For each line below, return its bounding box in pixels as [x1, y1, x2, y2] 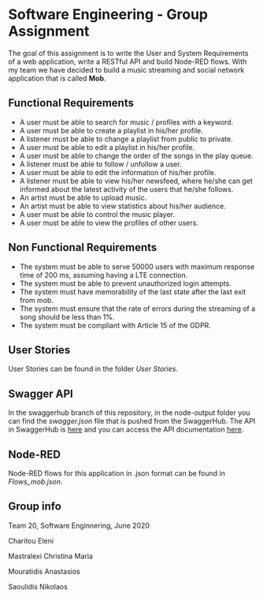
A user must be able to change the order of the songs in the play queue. [19, 151, 254, 160]
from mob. [19, 295, 54, 305]
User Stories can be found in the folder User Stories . [8, 364, 179, 374]
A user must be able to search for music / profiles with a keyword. [19, 117, 234, 127]
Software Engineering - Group [8, 6, 209, 24]
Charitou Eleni [8, 536, 54, 545]
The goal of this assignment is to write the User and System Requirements [8, 48, 249, 58]
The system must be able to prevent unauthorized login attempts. [19, 278, 232, 288]
